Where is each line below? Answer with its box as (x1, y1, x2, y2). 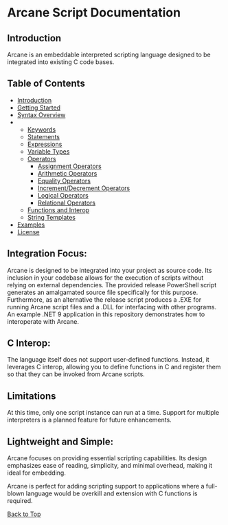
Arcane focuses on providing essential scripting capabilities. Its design (7, 454, 207, 462)
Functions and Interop (27, 205, 90, 214)
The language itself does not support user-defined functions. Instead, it (7, 356, 209, 364)
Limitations (7, 390, 56, 402)
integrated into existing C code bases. (7, 58, 115, 66)
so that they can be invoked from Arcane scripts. (7, 370, 146, 378)
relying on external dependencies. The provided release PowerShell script (7, 280, 217, 289)
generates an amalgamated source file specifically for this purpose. (7, 288, 198, 296)
